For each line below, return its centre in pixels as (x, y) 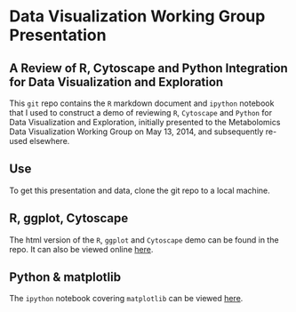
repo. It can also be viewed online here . (81, 249)
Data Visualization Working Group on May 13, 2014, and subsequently (136, 132)
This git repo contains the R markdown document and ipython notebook (142, 103)
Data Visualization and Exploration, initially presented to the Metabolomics (145, 122)
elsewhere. (50, 141)
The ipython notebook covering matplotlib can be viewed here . (126, 299)
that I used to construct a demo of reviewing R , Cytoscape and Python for (141, 112)
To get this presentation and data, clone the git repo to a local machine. (140, 190)
